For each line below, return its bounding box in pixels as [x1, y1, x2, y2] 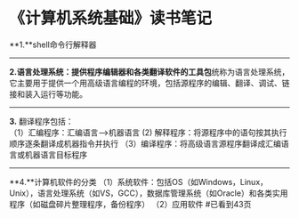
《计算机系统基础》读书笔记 [9, 8, 213, 28]
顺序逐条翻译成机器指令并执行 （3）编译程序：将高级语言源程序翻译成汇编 [9, 138, 282, 149]
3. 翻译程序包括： [9, 116, 74, 126]
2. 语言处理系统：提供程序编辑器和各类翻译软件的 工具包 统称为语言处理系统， [9, 66, 290, 77]
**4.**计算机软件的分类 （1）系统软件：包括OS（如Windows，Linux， [9, 176, 269, 187]
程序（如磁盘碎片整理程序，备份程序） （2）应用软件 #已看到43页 [9, 198, 252, 209]
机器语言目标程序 [24, 149, 87, 160]
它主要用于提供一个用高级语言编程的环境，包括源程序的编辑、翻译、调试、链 [9, 77, 290, 88]
